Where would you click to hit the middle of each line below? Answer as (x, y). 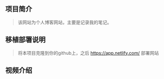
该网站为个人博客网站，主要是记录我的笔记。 (65, 22)
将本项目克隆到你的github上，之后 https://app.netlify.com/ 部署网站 (88, 53)
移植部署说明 (25, 40)
